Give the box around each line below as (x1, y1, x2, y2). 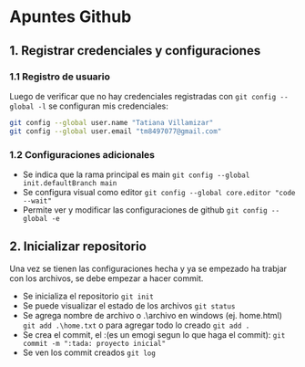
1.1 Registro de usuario (9, 70, 111, 83)
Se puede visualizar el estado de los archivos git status (22, 299, 236, 311)
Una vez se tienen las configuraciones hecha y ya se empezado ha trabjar (9, 263, 288, 274)
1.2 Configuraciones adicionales (9, 148, 155, 161)
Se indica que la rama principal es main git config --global (22, 169, 250, 180)
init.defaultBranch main (22, 178, 117, 188)
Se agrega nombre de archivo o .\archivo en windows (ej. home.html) (22, 309, 282, 320)
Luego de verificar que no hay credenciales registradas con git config (9, 90, 277, 101)
